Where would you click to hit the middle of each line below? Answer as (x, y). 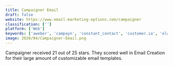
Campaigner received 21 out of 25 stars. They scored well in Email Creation (85, 53)
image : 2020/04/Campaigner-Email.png (46, 39)
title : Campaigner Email (32, 10)
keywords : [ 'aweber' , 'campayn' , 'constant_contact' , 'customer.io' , (82, 34)
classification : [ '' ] (29, 24)
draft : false (19, 15)
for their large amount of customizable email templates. (64, 58)
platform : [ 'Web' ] (25, 29)
